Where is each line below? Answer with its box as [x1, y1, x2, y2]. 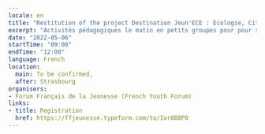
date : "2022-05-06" [8, 33, 73, 42]
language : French [8, 56, 65, 64]
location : [8, 63, 41, 71]
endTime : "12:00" [8, 48, 65, 56]
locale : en [8, 11, 44, 20]
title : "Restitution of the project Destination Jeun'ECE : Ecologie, [8, 19, 245, 27]
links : [8, 99, 30, 107]
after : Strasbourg [15, 77, 77, 85]
